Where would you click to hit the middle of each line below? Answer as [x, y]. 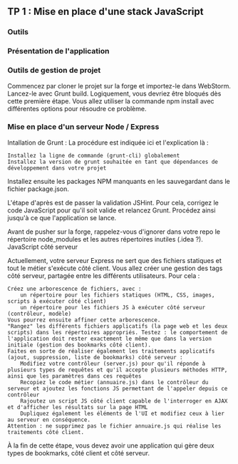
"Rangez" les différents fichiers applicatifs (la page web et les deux [118, 326]
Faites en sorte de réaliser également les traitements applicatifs [111, 351]
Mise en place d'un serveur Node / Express [83, 127]
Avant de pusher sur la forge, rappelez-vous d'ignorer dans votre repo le [114, 232]
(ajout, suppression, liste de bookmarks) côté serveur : [95, 357]
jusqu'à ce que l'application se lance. [62, 217]
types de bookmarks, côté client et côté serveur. [78, 453]
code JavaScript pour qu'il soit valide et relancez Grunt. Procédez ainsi [112, 210]
